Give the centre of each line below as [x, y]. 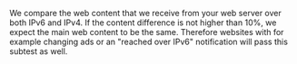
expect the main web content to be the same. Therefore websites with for [147, 32]
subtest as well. [39, 51]
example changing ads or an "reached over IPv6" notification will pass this [149, 41]
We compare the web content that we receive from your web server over [145, 13]
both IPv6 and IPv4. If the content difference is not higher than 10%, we [143, 23]
